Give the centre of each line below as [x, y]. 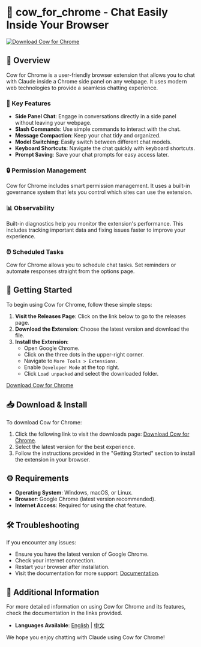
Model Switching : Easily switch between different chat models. [93, 142]
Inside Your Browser [58, 25]
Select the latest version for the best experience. [75, 447]
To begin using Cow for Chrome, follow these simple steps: [79, 304]
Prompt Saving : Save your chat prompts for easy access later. [92, 155]
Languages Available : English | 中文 [60, 625]
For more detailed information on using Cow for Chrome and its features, [96, 606]
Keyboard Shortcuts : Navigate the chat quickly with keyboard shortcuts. [105, 148]
